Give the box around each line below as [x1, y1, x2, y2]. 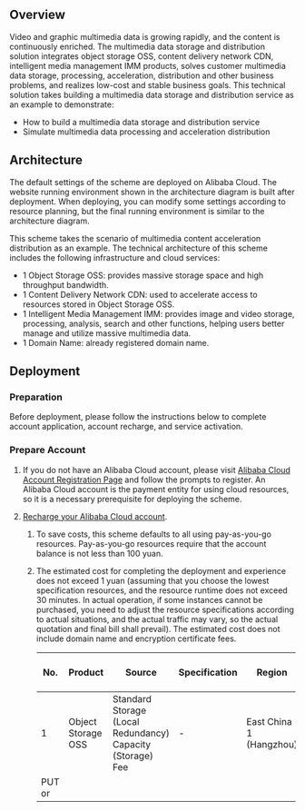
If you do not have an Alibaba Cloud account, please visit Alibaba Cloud [22, 464, 290, 475]
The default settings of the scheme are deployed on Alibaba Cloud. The [9, 176, 277, 187]
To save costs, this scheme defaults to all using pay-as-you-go [35, 529, 272, 539]
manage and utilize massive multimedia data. [22, 327, 192, 339]
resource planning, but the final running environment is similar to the [9, 205, 265, 216]
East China [246, 715, 292, 727]
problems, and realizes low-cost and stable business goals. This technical [9, 79, 286, 90]
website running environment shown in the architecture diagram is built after [9, 186, 295, 197]
